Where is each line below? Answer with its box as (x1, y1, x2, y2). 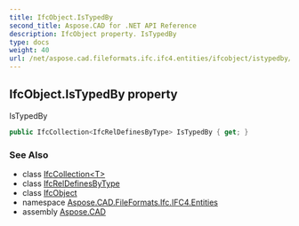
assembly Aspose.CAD (21, 206, 107, 217)
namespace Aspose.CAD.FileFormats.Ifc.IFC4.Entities (21, 197, 218, 207)
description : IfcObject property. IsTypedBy (9, 29, 177, 38)
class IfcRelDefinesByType (21, 178, 120, 189)
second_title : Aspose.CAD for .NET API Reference (9, 21, 198, 30)
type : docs (9, 37, 50, 47)
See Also (9, 148, 49, 160)
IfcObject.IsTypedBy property (9, 87, 178, 102)
